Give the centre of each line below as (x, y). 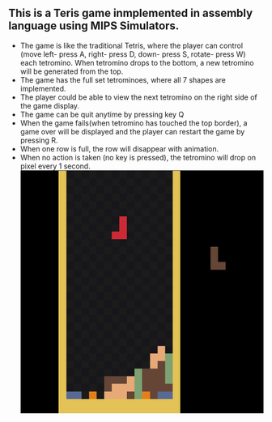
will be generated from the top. (72, 71)
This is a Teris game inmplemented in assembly (131, 13)
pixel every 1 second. (55, 166)
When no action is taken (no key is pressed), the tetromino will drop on (138, 157)
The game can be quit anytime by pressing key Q (102, 114)
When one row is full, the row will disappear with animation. (119, 148)
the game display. (49, 105)
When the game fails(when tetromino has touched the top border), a (134, 123)
